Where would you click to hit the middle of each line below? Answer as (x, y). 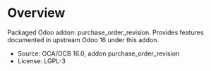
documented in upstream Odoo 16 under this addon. (83, 39)
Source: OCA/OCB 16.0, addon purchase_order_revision (98, 53)
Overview (36, 13)
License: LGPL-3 (41, 60)
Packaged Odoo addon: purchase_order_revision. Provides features (105, 32)
